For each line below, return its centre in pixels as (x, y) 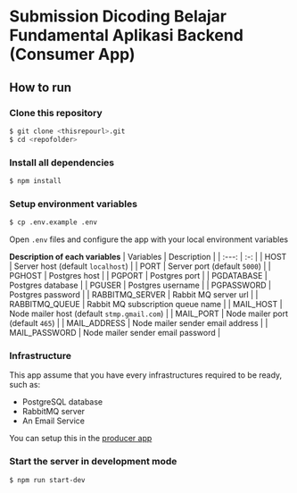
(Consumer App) (72, 54)
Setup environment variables (74, 204)
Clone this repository (56, 113)
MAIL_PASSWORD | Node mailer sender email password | (115, 332)
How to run (41, 87)
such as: (25, 385)
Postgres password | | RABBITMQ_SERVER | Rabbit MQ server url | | (134, 294)
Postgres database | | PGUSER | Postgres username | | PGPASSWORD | (140, 285)
